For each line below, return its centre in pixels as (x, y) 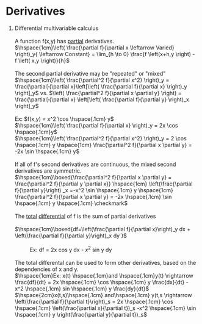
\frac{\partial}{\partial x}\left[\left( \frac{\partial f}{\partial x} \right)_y (101, 86)
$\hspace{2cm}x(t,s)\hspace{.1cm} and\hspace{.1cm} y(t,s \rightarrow (103, 295)
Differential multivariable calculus (56, 28)
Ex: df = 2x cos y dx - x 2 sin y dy (71, 249)
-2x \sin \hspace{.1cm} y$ (47, 151)
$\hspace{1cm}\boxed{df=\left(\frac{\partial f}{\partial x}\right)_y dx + (103, 229)
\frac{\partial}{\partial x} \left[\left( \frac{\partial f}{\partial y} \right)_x (102, 99)
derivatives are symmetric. (48, 171)
